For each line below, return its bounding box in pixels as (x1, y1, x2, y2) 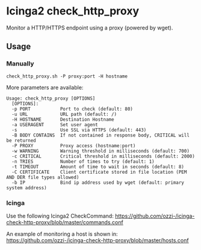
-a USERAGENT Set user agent (11, 121, 98, 127)
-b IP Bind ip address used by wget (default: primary (11, 179, 185, 186)
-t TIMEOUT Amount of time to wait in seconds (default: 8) (11, 163, 185, 169)
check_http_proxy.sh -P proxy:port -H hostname (6, 73, 128, 79)
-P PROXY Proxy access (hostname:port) (11, 142, 136, 148)
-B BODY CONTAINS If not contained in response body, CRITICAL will (11, 132, 190, 138)
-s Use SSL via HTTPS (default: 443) (11, 127, 147, 133)
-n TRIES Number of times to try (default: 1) (11, 158, 155, 165)
